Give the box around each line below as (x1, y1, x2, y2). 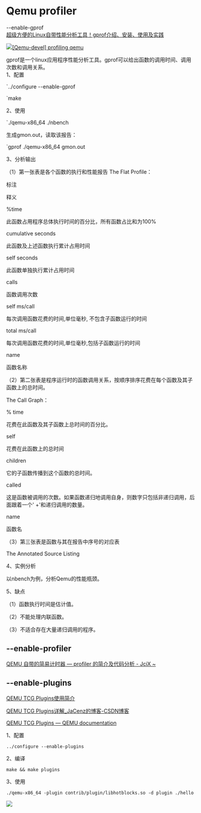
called (6, 481, 22, 488)
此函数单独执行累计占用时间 (6, 266, 75, 273)
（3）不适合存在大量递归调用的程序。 (6, 626, 99, 633)
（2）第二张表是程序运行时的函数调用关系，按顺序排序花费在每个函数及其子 (6, 376, 193, 383)
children (6, 457, 27, 464)
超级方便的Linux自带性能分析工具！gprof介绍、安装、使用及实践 (6, 31, 165, 38)
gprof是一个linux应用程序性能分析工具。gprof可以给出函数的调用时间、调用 (6, 56, 191, 63)
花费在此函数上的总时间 (6, 445, 64, 452)
